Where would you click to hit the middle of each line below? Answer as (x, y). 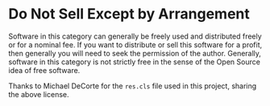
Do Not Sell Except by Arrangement (129, 14)
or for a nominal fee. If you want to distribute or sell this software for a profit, (135, 44)
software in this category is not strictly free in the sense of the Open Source (134, 62)
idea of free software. (44, 70)
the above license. (39, 94)
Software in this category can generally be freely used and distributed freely (135, 36)
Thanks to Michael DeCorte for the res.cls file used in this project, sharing (133, 86)
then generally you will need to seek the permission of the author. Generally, (135, 53)
